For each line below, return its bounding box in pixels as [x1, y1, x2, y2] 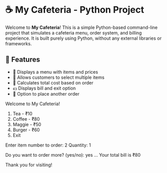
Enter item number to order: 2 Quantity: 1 [5, 142, 91, 148]
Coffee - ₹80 [12, 116, 40, 122]
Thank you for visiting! [5, 161, 53, 168]
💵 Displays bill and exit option [12, 85, 76, 91]
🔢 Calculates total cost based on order [12, 79, 93, 85]
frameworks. [5, 40, 32, 46]
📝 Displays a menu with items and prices [12, 69, 99, 75]
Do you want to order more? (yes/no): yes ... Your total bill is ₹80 [5, 152, 141, 158]
